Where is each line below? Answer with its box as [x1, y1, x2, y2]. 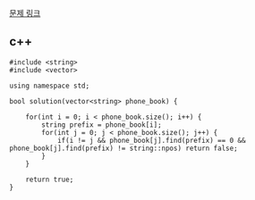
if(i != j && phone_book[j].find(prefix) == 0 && [56, 136, 246, 145]
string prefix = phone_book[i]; [41, 120, 163, 129]
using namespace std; [9, 81, 90, 90]
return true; [25, 175, 74, 184]
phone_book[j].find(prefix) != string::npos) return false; [9, 144, 239, 153]
